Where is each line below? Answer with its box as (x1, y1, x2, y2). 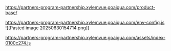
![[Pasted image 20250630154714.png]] (5, 25, 90, 31)
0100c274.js (5, 40, 31, 46)
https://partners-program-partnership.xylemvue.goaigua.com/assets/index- (5, 35, 166, 40)
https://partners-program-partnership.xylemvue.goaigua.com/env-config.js (5, 20, 165, 25)
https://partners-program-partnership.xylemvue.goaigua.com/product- (5, 5, 156, 10)
